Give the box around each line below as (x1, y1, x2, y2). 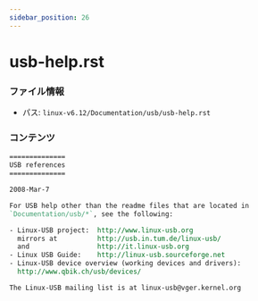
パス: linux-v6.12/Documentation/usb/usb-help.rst (21, 107, 212, 118)
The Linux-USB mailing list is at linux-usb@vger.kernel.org (9, 283, 242, 292)
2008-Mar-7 (9, 185, 50, 195)
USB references (9, 161, 66, 170)
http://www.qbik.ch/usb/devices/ (17, 267, 142, 277)
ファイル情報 (9, 85, 65, 97)
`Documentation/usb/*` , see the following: (9, 209, 174, 219)
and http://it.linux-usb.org (17, 242, 190, 251)
